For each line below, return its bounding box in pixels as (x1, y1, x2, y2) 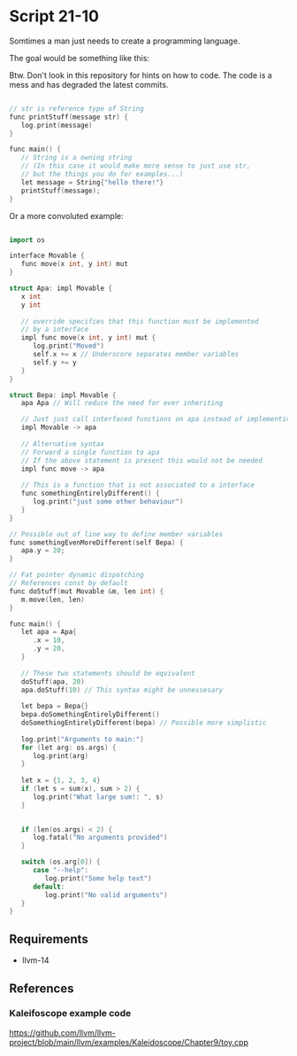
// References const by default (9, 579, 128, 588)
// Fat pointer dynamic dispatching (9, 570, 144, 580)
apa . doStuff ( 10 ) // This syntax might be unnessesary (20, 685, 224, 694)
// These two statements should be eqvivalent (20, 669, 196, 677)
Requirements (9, 931, 88, 946)
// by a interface (20, 325, 89, 334)
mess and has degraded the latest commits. (9, 79, 169, 90)
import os (9, 235, 46, 245)
